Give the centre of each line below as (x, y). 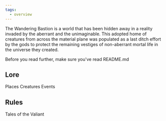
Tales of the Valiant (25, 114)
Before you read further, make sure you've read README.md (67, 59)
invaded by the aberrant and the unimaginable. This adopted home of (76, 34)
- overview (21, 14)
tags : (11, 10)
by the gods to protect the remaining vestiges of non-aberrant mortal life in (82, 44)
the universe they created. (32, 50)
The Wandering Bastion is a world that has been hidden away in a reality (79, 28)
